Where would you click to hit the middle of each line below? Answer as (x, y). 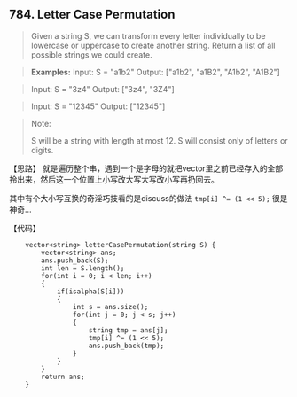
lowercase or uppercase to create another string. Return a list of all (153, 45)
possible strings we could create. (91, 54)
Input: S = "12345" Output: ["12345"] (98, 106)
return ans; (63, 377)
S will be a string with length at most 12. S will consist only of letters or (159, 140)
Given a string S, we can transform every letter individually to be (148, 35)
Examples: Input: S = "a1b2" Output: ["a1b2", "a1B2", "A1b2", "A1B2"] (156, 72)
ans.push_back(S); (75, 261)
